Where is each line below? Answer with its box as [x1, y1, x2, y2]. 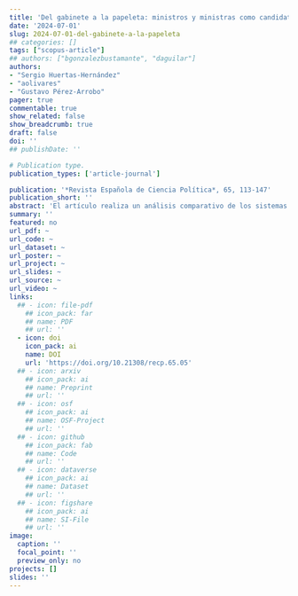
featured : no [9, 218, 58, 227]
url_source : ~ [9, 276, 62, 285]
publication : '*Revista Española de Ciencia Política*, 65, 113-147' [9, 185, 272, 194]
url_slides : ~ [9, 268, 62, 277]
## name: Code [25, 449, 77, 458]
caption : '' [17, 540, 62, 549]
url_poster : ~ [9, 251, 62, 260]
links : [9, 292, 34, 302]
